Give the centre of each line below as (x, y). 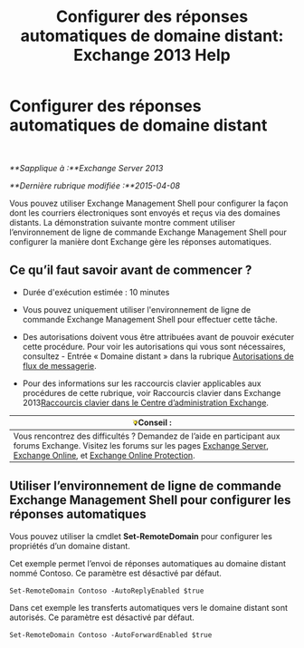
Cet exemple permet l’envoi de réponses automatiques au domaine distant (148, 563)
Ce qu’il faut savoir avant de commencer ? (131, 271)
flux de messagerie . (59, 365)
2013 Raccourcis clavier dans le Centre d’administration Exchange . (146, 402)
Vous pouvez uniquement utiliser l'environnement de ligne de (137, 309)
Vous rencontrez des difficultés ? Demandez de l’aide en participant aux (147, 436)
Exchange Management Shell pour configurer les (150, 500)
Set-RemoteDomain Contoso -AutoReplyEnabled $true (107, 591)
